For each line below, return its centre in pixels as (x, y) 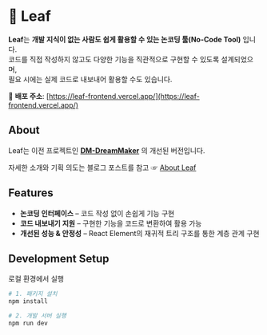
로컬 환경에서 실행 (36, 279)
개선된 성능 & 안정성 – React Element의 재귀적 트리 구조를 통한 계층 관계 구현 (139, 233)
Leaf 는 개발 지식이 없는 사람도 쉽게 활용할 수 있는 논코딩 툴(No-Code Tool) (125, 39)
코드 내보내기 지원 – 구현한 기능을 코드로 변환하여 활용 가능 (111, 223)
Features (31, 193)
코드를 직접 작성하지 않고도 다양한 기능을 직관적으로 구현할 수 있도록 (114, 59)
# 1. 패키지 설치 (33, 294)
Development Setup (59, 258)
